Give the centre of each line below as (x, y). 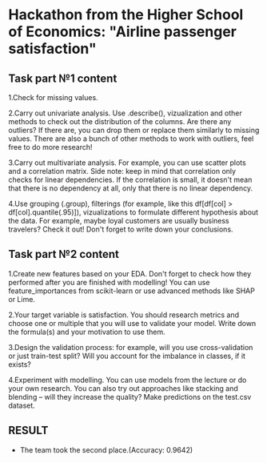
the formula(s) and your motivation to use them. (87, 332)
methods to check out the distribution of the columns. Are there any (120, 121)
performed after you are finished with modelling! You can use (109, 282)
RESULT (28, 431)
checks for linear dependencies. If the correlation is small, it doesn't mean (130, 179)
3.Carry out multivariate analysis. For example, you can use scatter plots (127, 163)
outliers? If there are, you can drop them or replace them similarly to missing (134, 130)
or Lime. (22, 299)
